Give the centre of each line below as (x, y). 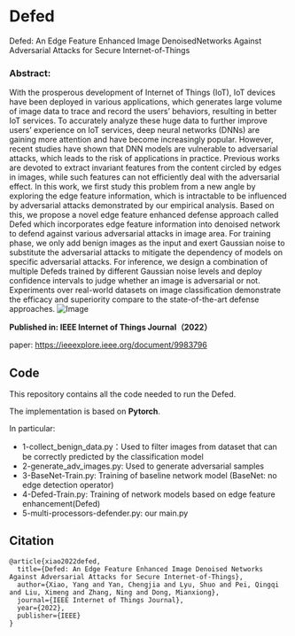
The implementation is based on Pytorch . (85, 411)
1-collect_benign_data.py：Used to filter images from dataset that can (149, 447)
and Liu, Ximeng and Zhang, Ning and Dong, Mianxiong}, (114, 592)
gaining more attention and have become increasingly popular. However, (141, 140)
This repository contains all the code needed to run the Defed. (123, 394)
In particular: (32, 429)
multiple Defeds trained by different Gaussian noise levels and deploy (136, 271)
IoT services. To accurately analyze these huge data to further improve (138, 120)
